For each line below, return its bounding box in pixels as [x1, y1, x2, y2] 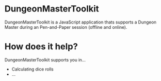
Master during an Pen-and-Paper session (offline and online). [4, 24, 127, 30]
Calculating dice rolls [11, 66, 54, 72]
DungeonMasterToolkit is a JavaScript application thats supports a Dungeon [4, 19, 157, 25]
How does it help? [4, 41, 78, 52]
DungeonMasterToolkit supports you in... [4, 57, 86, 63]
